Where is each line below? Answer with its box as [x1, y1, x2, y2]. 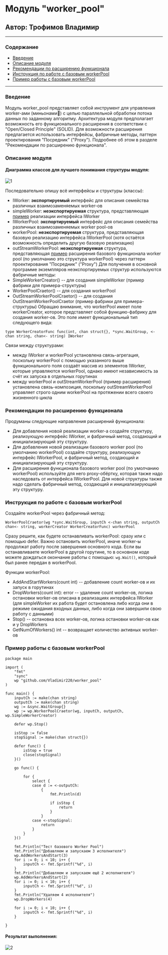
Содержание [5, 43, 39, 50]
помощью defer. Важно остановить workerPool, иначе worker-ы [5, 538, 141, 544]
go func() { [14, 765, 39, 770]
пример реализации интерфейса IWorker [12, 213, 100, 219]
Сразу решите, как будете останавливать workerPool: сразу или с [5, 533, 146, 539]
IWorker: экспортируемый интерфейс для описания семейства [12, 197, 149, 203]
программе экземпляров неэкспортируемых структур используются [12, 266, 161, 272]
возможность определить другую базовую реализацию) [12, 239, 134, 245]
